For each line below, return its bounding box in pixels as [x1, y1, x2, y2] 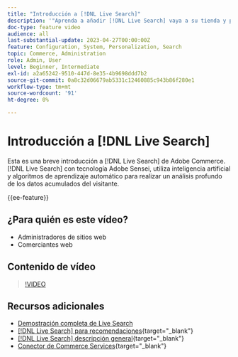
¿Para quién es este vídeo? [7, 214, 129, 226]
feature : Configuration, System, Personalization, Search [7, 43, 182, 50]
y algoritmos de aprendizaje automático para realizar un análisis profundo [7, 171, 222, 180]
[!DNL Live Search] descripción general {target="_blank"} [17, 334, 184, 343]
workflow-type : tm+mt [7, 83, 72, 90]
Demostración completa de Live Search [17, 319, 133, 328]
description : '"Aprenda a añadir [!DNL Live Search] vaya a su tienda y [7, 17, 227, 24]
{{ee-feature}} [7, 193, 50, 201]
